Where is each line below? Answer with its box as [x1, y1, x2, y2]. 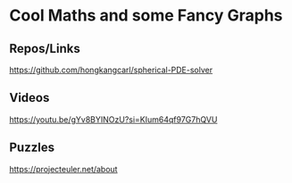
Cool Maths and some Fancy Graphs [9, 5, 283, 26]
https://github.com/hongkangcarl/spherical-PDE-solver [9, 64, 213, 75]
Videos [9, 90, 50, 105]
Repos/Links [9, 41, 80, 56]
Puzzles [9, 140, 55, 155]
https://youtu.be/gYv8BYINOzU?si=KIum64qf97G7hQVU [9, 113, 218, 125]
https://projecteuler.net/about [9, 163, 118, 174]
